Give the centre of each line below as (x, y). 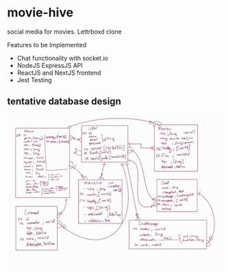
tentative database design (64, 102)
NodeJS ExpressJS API (50, 65)
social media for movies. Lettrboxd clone (64, 32)
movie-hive (40, 13)
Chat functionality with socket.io (62, 58)
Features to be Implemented (47, 45)
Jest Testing (35, 79)
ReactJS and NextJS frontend (59, 73)
